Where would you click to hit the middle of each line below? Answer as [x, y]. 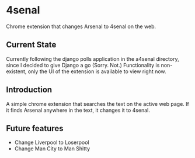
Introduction [29, 90]
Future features [35, 128]
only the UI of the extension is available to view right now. [97, 71]
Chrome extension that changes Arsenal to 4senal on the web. [81, 26]
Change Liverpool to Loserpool [52, 142]
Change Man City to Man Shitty [52, 149]
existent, [16, 71]
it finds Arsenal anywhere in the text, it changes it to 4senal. [78, 110]
